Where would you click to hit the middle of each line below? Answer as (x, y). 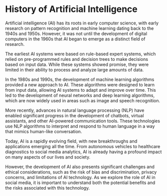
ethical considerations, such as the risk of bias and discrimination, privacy (81, 172)
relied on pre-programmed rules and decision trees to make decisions (77, 59)
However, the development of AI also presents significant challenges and (80, 167)
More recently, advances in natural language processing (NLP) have (75, 110)
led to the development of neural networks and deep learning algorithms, (80, 95)
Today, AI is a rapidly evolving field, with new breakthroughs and (71, 141)
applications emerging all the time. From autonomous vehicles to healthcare (83, 146)
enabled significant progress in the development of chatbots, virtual (75, 115)
